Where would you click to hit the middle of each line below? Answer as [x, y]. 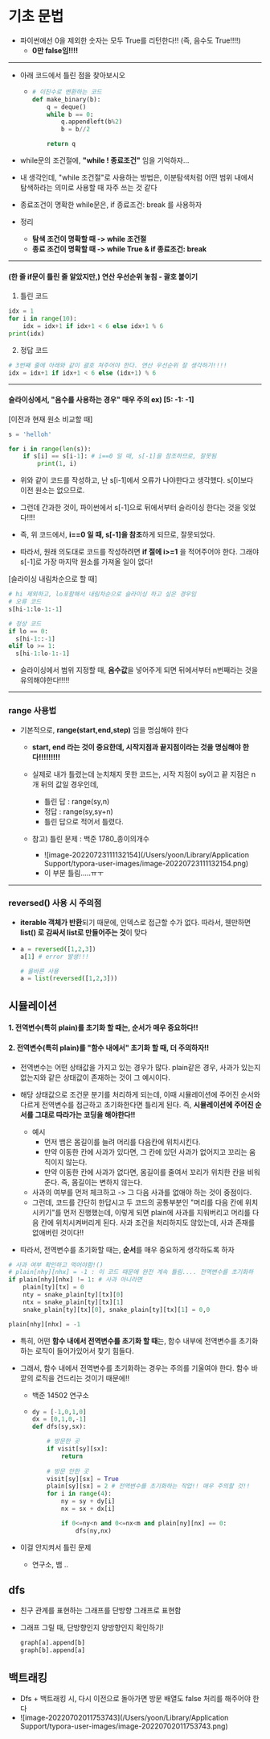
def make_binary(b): [66, 99]
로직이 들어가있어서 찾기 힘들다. [84, 1351]
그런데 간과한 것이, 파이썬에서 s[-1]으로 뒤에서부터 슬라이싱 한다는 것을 [130, 508]
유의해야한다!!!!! [45, 680]
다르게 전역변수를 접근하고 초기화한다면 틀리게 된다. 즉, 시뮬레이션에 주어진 [137, 1104]
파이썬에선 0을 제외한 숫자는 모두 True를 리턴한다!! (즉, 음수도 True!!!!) [130, 40]
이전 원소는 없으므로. [52, 490]
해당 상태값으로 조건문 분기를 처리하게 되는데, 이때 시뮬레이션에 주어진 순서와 [140, 1094]
